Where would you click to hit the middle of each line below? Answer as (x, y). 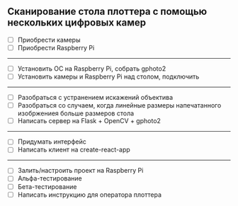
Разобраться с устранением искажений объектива (95, 98)
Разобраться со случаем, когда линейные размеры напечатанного (119, 105)
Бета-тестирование (47, 186)
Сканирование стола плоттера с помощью (107, 12)
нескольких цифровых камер (77, 23)
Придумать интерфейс (52, 142)
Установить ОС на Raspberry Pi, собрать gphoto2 (92, 68)
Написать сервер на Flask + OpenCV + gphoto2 (89, 121)
